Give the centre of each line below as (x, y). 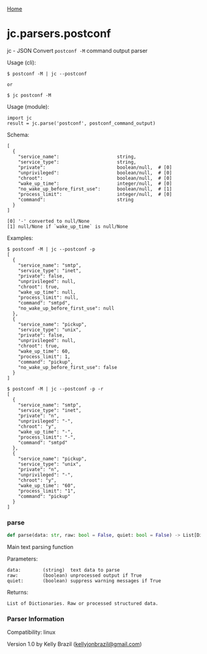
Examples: (20, 238)
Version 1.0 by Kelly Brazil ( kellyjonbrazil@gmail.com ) (74, 644)
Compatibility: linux (31, 633)
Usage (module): (28, 106)
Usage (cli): (21, 62)
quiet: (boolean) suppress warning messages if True (84, 581)
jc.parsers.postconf (59, 34)
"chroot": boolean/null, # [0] (95, 178)
